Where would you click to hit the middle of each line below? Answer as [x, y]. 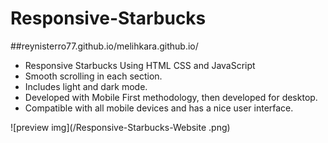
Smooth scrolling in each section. [93, 76]
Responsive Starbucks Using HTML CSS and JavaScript [140, 65]
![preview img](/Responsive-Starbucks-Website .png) [120, 127]
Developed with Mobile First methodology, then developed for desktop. [171, 97]
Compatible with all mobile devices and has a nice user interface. [159, 108]
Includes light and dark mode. [86, 86]
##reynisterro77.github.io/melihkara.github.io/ [104, 46]
